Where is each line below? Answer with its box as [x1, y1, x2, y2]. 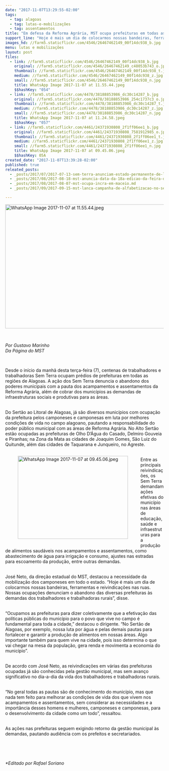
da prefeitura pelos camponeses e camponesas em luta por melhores [5, 415, 149, 421]
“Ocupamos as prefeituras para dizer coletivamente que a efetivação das [5, 610, 157, 616]
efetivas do [140, 494, 164, 500]
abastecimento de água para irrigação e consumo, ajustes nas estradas [5, 553, 154, 559]
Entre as [140, 456, 157, 462]
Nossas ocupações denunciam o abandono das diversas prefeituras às [5, 589, 152, 596]
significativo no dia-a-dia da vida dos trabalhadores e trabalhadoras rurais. [5, 674, 160, 680]
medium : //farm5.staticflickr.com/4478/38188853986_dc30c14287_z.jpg [14, 106, 163, 111]
